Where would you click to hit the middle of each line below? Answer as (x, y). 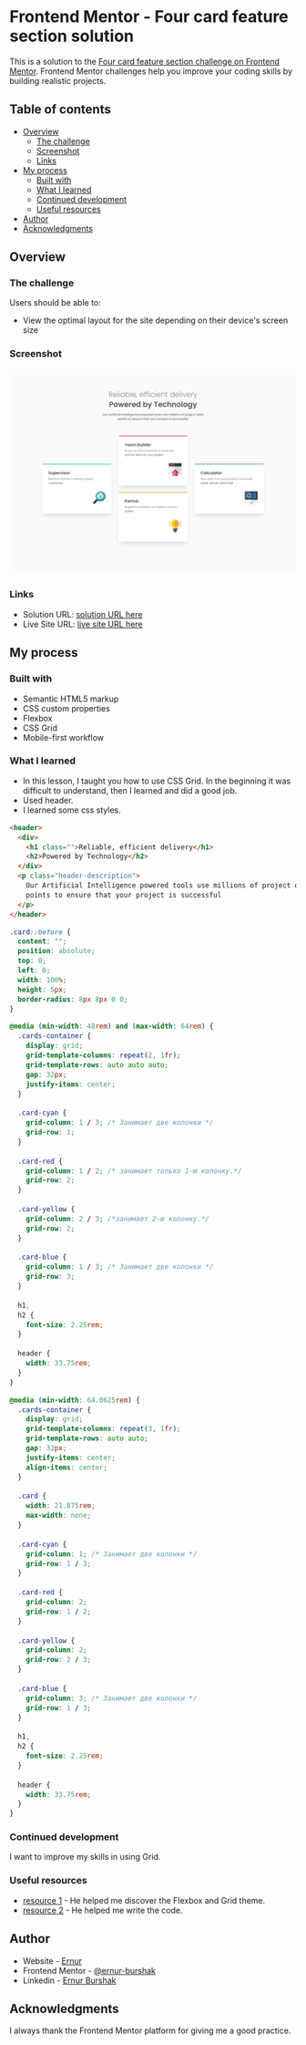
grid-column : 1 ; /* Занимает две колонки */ (112, 1554)
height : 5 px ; (42, 990)
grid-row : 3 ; (51, 1277)
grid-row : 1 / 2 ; (59, 1612)
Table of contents (60, 110)
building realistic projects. (58, 80)
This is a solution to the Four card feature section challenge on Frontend (145, 61)
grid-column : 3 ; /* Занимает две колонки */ (112, 1698)
